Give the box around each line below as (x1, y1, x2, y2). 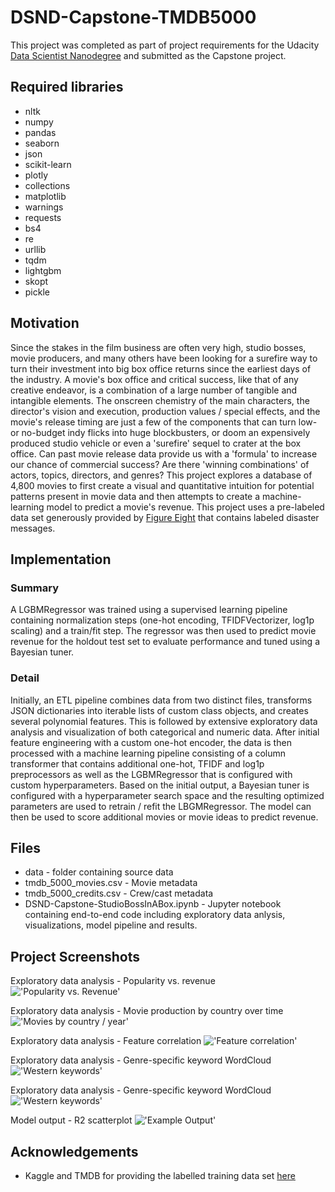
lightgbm (24, 264, 62, 276)
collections (24, 179, 71, 191)
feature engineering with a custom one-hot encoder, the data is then (10, 736, 292, 748)
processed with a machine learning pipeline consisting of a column (10, 747, 287, 759)
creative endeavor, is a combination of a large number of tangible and (10, 384, 298, 396)
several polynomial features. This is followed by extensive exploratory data (10, 715, 318, 727)
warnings (24, 201, 64, 213)
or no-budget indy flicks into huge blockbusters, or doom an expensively (10, 426, 311, 438)
